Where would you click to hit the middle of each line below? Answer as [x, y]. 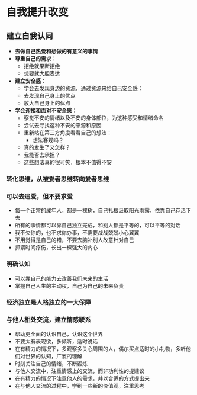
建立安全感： [30, 81]
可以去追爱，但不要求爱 [39, 196]
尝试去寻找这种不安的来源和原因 [62, 125]
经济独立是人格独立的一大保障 [49, 303]
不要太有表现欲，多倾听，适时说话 [56, 341]
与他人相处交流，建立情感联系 [49, 320]
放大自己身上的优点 [47, 103]
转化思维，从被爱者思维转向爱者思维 [58, 179]
